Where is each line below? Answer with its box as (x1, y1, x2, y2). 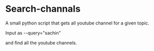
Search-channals (5, 3, 81, 15)
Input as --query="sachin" (5, 30, 61, 36)
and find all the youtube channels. (5, 39, 77, 46)
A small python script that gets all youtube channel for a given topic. (5, 20, 150, 26)
